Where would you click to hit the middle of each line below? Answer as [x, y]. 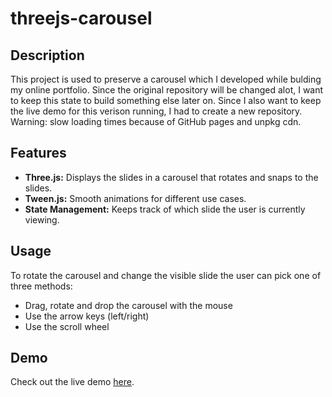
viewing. [42, 219]
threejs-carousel [81, 18]
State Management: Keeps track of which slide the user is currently [165, 209]
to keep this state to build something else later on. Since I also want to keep [166, 100]
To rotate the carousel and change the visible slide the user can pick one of [166, 275]
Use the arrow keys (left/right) [87, 316]
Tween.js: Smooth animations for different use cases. [135, 198]
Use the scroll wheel [67, 326]
